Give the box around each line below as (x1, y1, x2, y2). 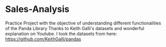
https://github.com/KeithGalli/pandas (5, 36, 81, 42)
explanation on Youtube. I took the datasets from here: (5, 30, 117, 36)
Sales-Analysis (5, 3, 69, 15)
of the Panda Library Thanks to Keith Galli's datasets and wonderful (5, 25, 144, 31)
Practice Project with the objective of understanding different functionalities (5, 20, 161, 26)
